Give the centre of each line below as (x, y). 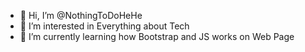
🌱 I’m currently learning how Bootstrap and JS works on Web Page (157, 36)
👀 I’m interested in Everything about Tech (104, 26)
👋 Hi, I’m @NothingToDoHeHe (81, 15)
